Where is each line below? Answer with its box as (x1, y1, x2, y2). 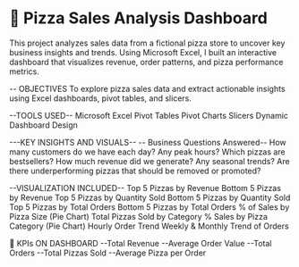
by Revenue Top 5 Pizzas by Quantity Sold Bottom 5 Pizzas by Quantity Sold (9, 192, 291, 203)
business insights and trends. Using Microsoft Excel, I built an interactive (9, 46, 278, 57)
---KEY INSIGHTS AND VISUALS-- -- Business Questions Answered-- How (9, 137, 286, 147)
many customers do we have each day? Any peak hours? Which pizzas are (9, 146, 286, 157)
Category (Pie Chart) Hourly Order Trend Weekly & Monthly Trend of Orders (9, 221, 289, 231)
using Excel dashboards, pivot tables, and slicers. (9, 93, 192, 104)
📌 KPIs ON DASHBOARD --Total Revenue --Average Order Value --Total (9, 238, 272, 248)
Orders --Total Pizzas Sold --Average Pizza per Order (9, 247, 207, 258)
